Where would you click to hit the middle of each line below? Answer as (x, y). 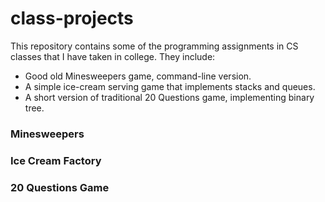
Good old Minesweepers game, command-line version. (138, 76)
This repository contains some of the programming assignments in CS (154, 46)
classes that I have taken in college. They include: (113, 56)
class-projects (72, 18)
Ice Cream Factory (56, 160)
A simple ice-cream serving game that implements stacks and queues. (170, 86)
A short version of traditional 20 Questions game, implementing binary (169, 97)
